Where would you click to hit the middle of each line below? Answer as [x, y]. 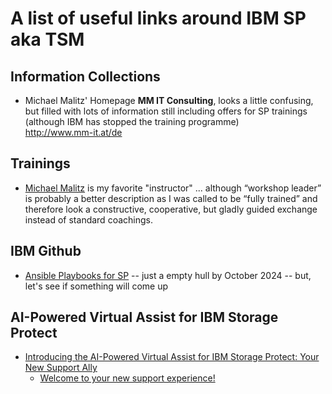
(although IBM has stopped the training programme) [132, 121]
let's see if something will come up [96, 286]
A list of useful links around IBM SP [158, 18]
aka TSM [47, 39]
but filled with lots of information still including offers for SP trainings [166, 111]
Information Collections [85, 76]
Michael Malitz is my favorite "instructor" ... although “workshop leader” [173, 188]
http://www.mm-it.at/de [73, 132]
